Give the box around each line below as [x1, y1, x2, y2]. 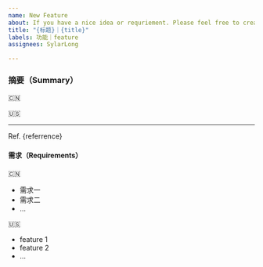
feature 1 [19, 234, 49, 244]
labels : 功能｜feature [8, 33, 79, 41]
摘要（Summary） [8, 75, 78, 86]
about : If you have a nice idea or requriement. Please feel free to [8, 19, 240, 27]
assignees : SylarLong [8, 41, 79, 49]
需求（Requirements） [8, 150, 83, 161]
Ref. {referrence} [8, 132, 63, 141]
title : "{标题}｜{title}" [8, 26, 89, 34]
